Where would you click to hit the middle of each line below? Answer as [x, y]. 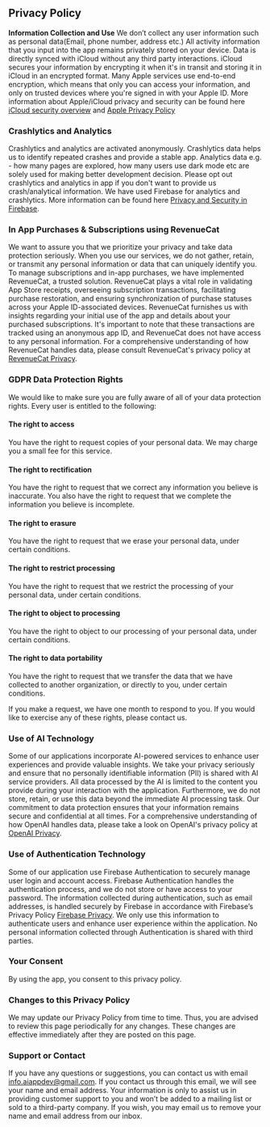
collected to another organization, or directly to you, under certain [118, 684]
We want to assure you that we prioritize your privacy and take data [120, 247]
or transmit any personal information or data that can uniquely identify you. [133, 264]
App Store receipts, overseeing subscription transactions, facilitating [122, 290]
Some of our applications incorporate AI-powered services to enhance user [134, 756]
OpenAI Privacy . [35, 833]
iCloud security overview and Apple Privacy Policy [92, 110]
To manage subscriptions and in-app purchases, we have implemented [126, 273]
